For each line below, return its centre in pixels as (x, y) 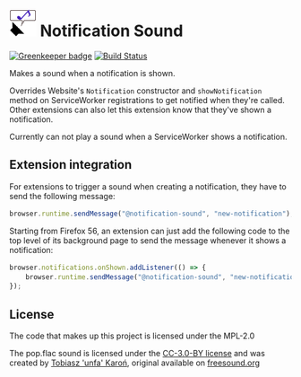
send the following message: (62, 196)
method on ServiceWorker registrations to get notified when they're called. (147, 100)
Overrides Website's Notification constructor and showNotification (136, 91)
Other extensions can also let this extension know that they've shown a (140, 110)
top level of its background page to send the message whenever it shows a (148, 240)
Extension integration (71, 165)
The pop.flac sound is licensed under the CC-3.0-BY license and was (138, 354)
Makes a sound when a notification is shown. (92, 73)
